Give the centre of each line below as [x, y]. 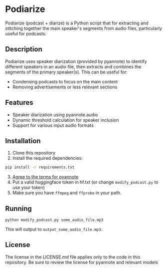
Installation [23, 141]
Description [24, 49]
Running [19, 208]
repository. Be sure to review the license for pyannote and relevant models [82, 262]
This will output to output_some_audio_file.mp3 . [54, 229]
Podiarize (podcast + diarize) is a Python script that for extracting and [77, 23]
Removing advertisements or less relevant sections [65, 87]
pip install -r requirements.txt [40, 167]
